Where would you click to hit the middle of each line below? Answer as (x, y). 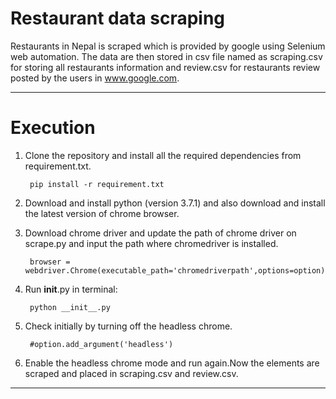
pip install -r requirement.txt (97, 184)
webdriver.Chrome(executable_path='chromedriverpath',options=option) (175, 270)
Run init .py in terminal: (71, 289)
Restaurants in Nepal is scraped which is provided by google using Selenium (168, 46)
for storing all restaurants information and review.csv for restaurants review (165, 67)
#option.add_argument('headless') (101, 344)
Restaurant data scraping (118, 18)
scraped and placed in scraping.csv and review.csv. (131, 373)
